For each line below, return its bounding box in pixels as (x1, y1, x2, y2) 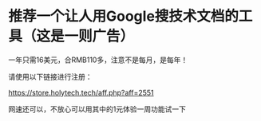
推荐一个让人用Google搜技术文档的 (8, 7, 239, 25)
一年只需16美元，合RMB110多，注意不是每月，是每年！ (8, 55, 188, 64)
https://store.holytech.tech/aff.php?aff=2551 (8, 88, 154, 97)
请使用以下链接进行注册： (8, 72, 93, 81)
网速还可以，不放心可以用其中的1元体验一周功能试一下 (8, 104, 186, 114)
